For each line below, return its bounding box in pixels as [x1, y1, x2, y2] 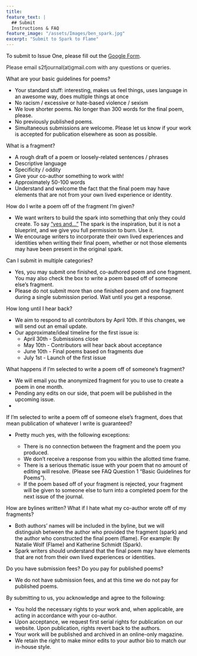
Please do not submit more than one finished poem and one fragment [14, 287, 184, 294]
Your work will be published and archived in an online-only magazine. [14, 631, 184, 638]
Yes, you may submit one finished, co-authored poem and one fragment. [14, 268, 192, 275]
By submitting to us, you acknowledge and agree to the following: [6, 595, 165, 601]
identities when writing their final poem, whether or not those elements [14, 239, 187, 246]
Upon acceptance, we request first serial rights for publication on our [14, 618, 183, 625]
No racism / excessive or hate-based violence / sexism [14, 99, 149, 106]
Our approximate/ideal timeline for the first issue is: [14, 329, 140, 336]
